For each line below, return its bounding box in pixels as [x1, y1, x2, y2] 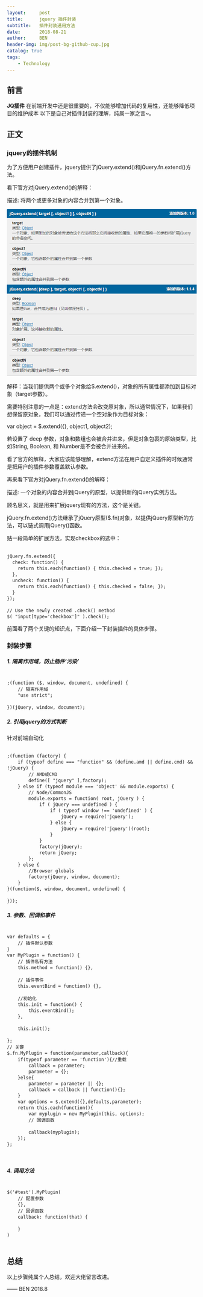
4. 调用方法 [7, 1167, 35, 1174]
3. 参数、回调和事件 [7, 911, 56, 919]
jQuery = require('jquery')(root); [60, 826, 150, 832]
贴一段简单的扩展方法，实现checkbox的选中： [7, 535, 121, 542]
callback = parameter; [28, 1063, 86, 1069]
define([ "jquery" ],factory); [28, 777, 107, 784]
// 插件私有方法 [17, 959, 53, 965]
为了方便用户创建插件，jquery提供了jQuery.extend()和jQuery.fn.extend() [7, 163, 186, 171]
